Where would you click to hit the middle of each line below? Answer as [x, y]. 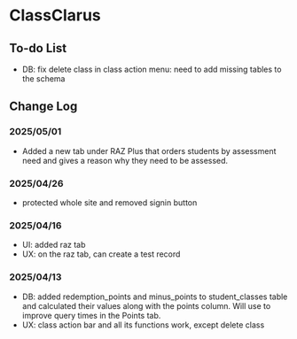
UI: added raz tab [54, 245]
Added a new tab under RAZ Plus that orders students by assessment [149, 150]
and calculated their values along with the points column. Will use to [146, 305]
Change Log [43, 107]
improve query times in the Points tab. [91, 315]
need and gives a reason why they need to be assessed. [125, 160]
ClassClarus [55, 15]
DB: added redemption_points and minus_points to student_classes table [155, 297]
